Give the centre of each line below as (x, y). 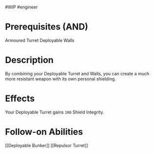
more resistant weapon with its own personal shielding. (61, 79)
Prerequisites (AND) (47, 27)
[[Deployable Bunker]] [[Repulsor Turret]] (47, 145)
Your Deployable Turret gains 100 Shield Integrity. (55, 112)
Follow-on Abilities (44, 132)
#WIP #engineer (22, 7)
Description (29, 60)
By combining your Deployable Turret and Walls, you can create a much (77, 73)
